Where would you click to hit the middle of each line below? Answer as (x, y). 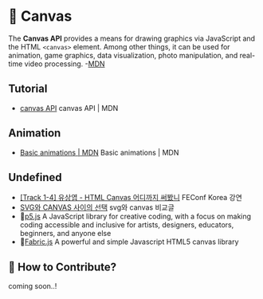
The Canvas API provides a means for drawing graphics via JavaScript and (132, 38)
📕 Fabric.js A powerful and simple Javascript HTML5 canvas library (129, 242)
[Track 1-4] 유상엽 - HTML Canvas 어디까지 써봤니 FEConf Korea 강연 (131, 198)
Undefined (35, 177)
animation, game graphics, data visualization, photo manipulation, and (123, 55)
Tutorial (28, 89)
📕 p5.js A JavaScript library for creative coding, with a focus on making (135, 216)
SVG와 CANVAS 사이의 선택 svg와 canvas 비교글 (97, 207)
